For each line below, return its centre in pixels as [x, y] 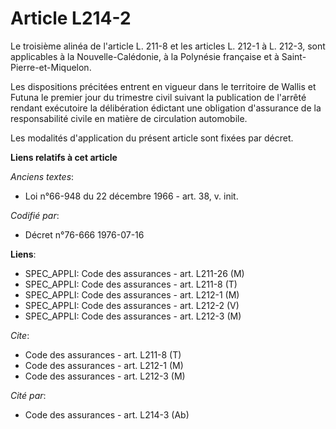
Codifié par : [35, 215]
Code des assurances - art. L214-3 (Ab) [107, 414]
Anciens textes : [42, 176]
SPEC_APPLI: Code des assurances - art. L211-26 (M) [134, 273]
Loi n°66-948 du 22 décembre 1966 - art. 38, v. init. [131, 196]
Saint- [294, 56]
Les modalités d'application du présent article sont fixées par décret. [152, 138]
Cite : [20, 335]
